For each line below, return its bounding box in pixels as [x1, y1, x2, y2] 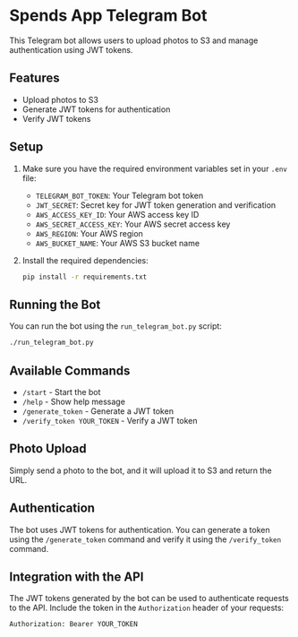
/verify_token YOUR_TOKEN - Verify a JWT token [21, 415, 199, 426]
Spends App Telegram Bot [9, 5, 208, 26]
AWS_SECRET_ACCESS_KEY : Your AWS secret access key [35, 219, 231, 229]
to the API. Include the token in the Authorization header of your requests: [9, 602, 285, 614]
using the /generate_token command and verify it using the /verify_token [9, 534, 282, 545]
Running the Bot [9, 297, 101, 312]
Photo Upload [9, 441, 87, 457]
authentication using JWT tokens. [9, 44, 133, 55]
